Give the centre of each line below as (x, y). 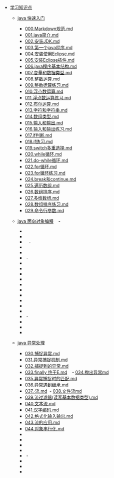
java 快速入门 (31, 18)
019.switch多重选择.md (48, 148)
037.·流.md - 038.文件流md (53, 391)
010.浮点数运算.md (44, 91)
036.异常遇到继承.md (46, 385)
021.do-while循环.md (46, 160)
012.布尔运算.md (42, 104)
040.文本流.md (40, 404)
